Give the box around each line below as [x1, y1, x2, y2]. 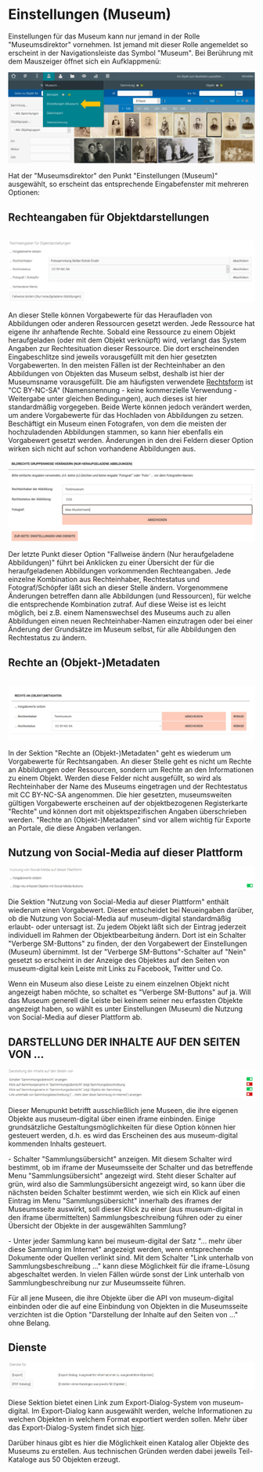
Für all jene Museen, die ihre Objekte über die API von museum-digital [8, 1293, 234, 1302]
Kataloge [8, 1455, 38, 1464]
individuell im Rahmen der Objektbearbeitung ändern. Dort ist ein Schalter [8, 931, 247, 940]
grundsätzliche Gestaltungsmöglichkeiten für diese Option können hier [8, 1122, 236, 1132]
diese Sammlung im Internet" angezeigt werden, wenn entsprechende [8, 1244, 234, 1254]
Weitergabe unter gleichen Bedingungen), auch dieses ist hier [8, 394, 207, 403]
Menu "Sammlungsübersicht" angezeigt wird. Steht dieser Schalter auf [8, 1170, 236, 1180]
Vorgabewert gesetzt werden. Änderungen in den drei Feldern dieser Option [8, 435, 254, 445]
